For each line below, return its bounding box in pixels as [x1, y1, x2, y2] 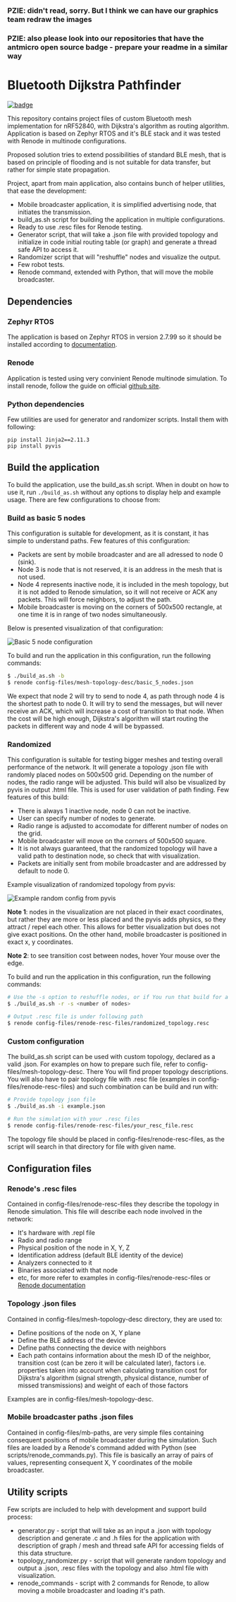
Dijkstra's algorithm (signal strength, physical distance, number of [17, 1373, 209, 1382]
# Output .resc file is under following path [7, 1012, 143, 1020]
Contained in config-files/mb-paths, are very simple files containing [7, 1428, 204, 1437]
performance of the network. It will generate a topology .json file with [7, 763, 209, 772]
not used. [17, 573, 46, 581]
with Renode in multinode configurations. [7, 136, 127, 145]
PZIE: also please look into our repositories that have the [7, 33, 204, 43]
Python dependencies [7, 399, 85, 409]
